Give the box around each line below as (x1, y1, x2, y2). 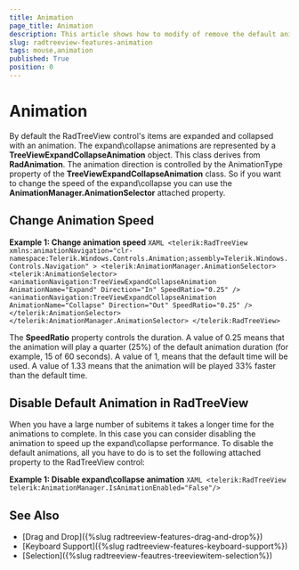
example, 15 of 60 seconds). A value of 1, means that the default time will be (9, 351, 288, 362)
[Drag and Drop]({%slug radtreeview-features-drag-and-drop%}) (21, 532, 263, 542)
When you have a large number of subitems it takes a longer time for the (9, 419, 274, 430)
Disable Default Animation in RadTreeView (9, 395, 249, 411)
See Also (9, 508, 60, 523)
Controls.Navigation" (9, 262, 90, 271)
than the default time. (9, 370, 88, 380)
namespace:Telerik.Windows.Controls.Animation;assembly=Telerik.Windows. (9, 254, 289, 263)
